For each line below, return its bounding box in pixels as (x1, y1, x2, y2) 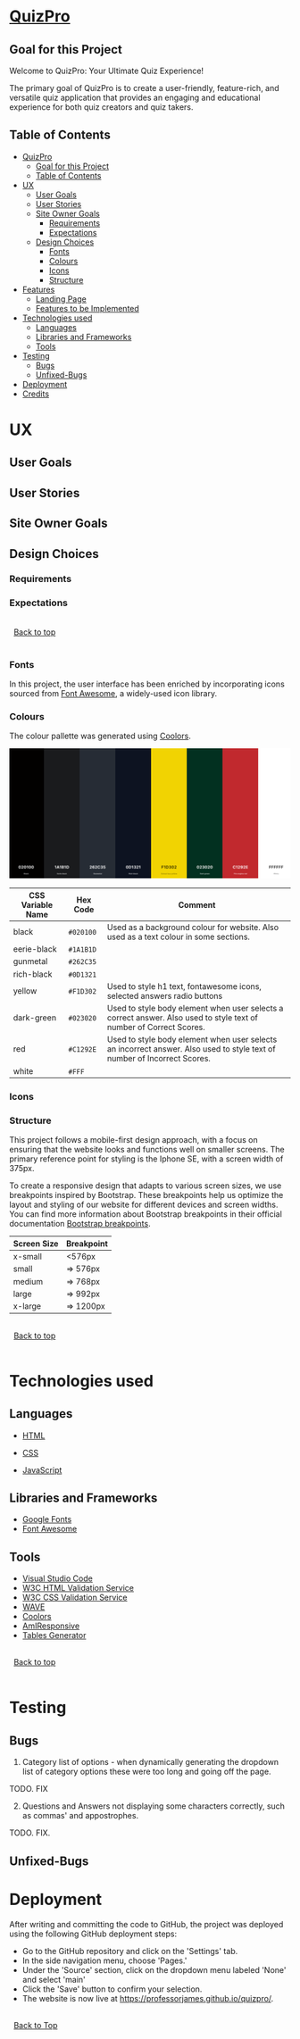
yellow (12, 986, 37, 996)
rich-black (12, 969, 53, 979)
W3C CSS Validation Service (21, 1592, 128, 1603)
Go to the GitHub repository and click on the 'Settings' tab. (21, 1945, 238, 1956)
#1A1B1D (68, 945, 96, 954)
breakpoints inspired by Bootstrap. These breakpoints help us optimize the (9, 1190, 284, 1201)
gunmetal (12, 956, 48, 967)
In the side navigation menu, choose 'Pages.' (21, 1955, 187, 1966)
